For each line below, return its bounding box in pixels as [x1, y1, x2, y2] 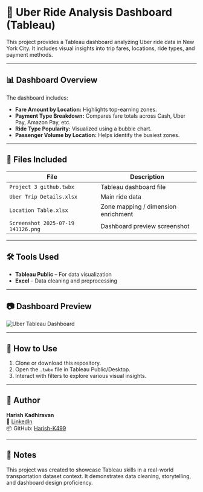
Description [129, 172, 165, 181]
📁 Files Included [6, 155, 68, 165]
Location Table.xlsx [9, 206, 68, 214]
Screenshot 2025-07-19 [9, 220, 74, 226]
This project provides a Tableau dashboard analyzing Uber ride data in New [6, 38, 195, 45]
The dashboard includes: [6, 94, 68, 101]
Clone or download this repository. [14, 359, 101, 366]
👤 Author [6, 395, 40, 406]
